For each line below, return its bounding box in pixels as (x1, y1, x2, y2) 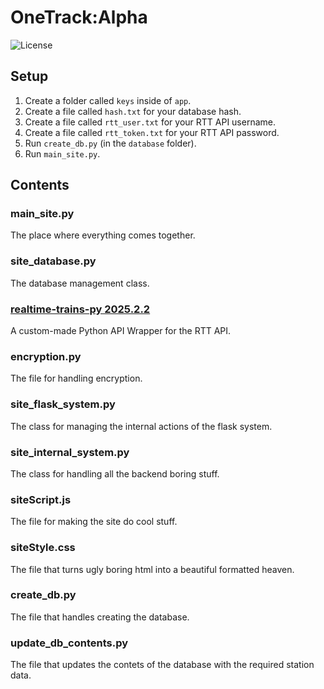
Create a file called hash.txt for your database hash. (24, 105, 242, 117)
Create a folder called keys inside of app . (24, 94, 192, 106)
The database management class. (10, 277, 150, 289)
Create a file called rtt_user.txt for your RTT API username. (24, 116, 277, 128)
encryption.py (10, 349, 82, 363)
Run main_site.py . (24, 147, 101, 160)
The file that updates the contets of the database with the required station (10, 659, 315, 671)
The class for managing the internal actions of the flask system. (10, 420, 273, 432)
